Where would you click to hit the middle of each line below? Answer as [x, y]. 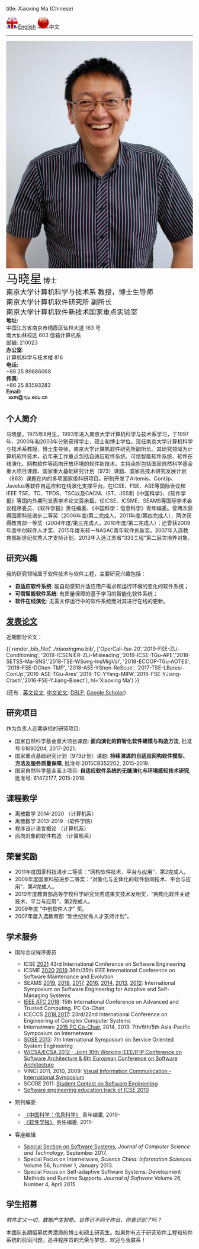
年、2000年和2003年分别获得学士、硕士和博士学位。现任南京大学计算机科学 [99, 441]
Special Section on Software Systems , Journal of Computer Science [107, 1146]
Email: [14, 392]
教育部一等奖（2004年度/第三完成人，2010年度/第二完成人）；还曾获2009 [101, 523]
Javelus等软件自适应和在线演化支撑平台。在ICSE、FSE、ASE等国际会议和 [96, 486]
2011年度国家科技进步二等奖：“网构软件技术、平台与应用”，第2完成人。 [102, 872]
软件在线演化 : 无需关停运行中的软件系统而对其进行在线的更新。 [92, 601]
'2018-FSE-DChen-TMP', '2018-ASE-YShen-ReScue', [70, 667]
